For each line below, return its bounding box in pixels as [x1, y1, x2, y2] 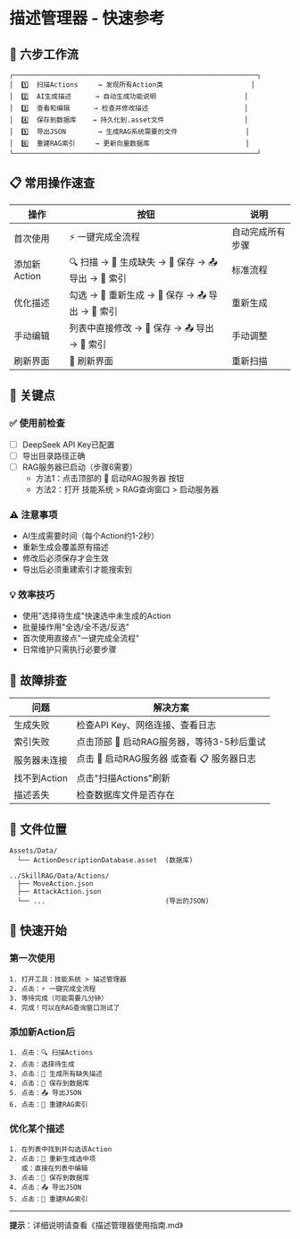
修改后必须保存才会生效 [21, 552, 109, 564]
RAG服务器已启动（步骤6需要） [21, 462, 138, 472]
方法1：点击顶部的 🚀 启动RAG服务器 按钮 [35, 472, 185, 483]
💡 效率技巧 [9, 588, 55, 600]
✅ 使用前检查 [9, 417, 65, 429]
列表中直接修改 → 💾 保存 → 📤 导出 [69, 321, 214, 334]
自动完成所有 [231, 225, 286, 238]
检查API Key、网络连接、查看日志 [76, 719, 217, 732]
